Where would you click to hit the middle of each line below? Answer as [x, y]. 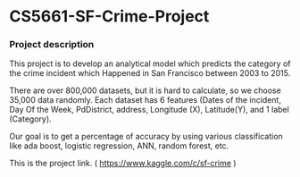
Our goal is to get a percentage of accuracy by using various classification [146, 137]
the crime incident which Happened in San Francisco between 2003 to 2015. [150, 73]
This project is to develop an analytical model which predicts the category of [150, 63]
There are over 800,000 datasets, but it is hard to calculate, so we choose [145, 90]
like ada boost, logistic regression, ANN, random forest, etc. [119, 146]
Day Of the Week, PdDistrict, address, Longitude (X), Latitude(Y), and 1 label [150, 110]
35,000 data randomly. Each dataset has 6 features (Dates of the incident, [145, 100]
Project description [52, 45]
